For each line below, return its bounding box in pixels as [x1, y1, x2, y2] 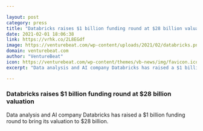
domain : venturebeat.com [6, 48, 69, 54]
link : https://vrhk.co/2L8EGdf [6, 37, 85, 43]
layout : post [6, 14, 39, 20]
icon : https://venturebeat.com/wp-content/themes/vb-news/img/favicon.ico [6, 59, 199, 65]
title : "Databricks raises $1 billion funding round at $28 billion [6, 25, 182, 31]
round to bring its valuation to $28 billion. [6, 117, 109, 124]
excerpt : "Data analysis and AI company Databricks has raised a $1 [6, 65, 182, 71]
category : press [6, 19, 47, 26]
